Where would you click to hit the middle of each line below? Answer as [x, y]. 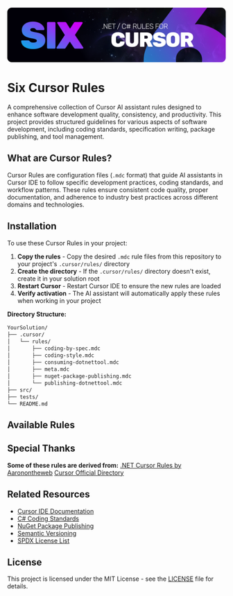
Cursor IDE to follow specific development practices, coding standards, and [115, 182]
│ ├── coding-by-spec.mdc [54, 348]
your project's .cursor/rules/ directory [74, 263]
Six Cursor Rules [56, 88]
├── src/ [20, 390]
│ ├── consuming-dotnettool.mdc [63, 362]
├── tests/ [23, 397]
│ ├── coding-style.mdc [51, 355]
